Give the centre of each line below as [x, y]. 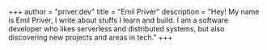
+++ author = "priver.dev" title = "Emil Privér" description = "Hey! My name [134, 12]
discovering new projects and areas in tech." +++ [91, 37]
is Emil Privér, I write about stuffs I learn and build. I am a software [119, 20]
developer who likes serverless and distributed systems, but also [117, 29]
